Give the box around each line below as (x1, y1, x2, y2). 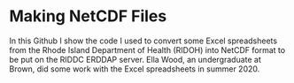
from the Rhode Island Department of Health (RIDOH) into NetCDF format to (9, 44, 286, 55)
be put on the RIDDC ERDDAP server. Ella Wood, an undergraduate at (9, 54, 261, 64)
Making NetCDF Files (9, 6, 167, 26)
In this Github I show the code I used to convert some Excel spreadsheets (9, 35, 277, 46)
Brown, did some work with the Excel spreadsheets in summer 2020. (9, 64, 260, 74)
